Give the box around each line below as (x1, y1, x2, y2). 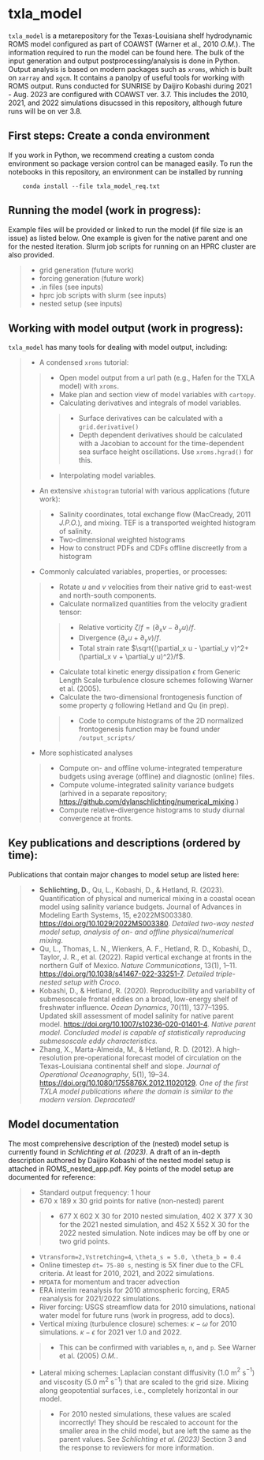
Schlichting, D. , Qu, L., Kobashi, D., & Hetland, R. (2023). (39, 885, 225, 895)
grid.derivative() (78, 423, 139, 431)
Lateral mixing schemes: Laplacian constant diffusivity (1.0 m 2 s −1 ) (39, 1366, 255, 1377)
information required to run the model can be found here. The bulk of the (8, 47, 244, 57)
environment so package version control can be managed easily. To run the (8, 159, 254, 168)
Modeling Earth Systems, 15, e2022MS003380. (39, 910, 193, 920)
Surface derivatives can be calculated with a (78, 414, 223, 423)
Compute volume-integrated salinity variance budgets (58, 779, 235, 790)
